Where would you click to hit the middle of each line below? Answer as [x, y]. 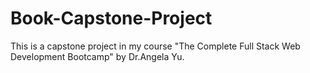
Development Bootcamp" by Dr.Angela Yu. [97, 56]
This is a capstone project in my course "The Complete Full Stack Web [155, 46]
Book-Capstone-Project [111, 18]
